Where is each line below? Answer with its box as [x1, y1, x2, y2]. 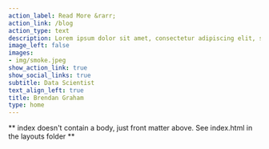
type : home [8, 101, 45, 109]
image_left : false [8, 42, 70, 50]
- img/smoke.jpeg [8, 57, 66, 65]
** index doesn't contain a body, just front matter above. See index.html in [8, 123, 253, 133]
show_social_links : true [8, 71, 91, 79]
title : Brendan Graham [8, 94, 84, 102]
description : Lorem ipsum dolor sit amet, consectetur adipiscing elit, [8, 34, 256, 42]
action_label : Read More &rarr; [8, 11, 116, 20]
